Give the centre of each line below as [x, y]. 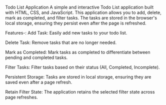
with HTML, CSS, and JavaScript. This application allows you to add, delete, [83, 12]
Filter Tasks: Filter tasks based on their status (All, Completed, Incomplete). [82, 67]
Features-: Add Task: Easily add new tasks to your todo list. [66, 33]
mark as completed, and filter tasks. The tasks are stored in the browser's [81, 18]
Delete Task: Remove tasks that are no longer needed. [61, 42]
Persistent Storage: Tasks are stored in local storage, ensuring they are [78, 77]
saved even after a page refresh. [39, 82]
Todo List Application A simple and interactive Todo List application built [79, 7]
